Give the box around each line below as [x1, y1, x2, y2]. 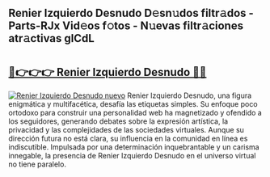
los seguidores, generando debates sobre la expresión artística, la [8, 116, 229, 126]
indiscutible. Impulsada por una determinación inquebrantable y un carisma [8, 142, 260, 152]
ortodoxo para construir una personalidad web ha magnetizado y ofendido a [8, 108, 263, 117]
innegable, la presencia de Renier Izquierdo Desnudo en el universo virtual [8, 151, 256, 160]
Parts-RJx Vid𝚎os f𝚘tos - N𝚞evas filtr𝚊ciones [8, 19, 244, 33]
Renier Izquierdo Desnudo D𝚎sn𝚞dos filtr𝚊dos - [8, 6, 255, 20]
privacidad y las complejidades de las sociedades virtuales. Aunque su [8, 125, 245, 134]
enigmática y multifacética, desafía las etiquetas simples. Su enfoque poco [8, 99, 258, 108]
